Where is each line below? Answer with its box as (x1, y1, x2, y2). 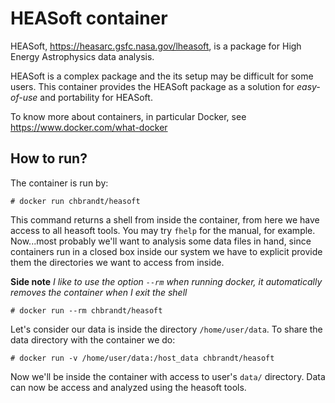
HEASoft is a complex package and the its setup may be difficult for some (10, 70, 314, 82)
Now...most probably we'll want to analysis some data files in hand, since (10, 235, 312, 247)
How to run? (10, 150, 88, 167)
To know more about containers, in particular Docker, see (10, 110, 247, 122)
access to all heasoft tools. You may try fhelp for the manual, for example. (10, 224, 316, 236)
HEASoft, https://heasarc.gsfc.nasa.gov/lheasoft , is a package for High (10, 40, 302, 52)
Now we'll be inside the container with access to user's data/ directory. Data (10, 370, 326, 382)
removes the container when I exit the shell (10, 286, 188, 298)
